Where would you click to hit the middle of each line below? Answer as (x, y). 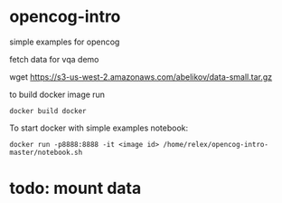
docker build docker (48, 111)
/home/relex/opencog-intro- (216, 144)
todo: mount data (75, 188)
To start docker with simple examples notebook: (99, 128)
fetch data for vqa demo (54, 59)
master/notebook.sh (46, 152)
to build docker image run (57, 94)
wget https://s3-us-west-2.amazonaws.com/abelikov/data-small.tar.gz (141, 77)
